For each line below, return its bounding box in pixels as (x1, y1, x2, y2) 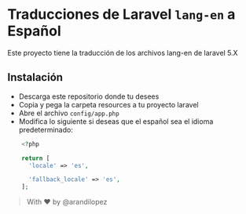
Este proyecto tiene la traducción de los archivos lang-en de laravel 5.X (7, 48, 238, 57)
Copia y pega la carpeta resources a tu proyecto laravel (18, 100, 199, 109)
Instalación (7, 71, 64, 84)
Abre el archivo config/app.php (18, 108, 119, 118)
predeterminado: (18, 125, 74, 134)
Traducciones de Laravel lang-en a (7, 5, 236, 24)
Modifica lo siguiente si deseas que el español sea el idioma (18, 116, 214, 126)
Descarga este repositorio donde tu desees (18, 92, 160, 101)
